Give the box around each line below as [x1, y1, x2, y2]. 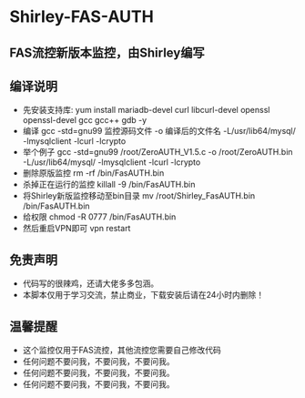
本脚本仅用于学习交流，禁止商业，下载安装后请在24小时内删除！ [22, 290, 265, 301]
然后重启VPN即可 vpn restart [22, 223, 131, 234]
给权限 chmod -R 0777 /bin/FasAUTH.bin [22, 211, 177, 222]
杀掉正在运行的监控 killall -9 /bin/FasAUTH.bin [22, 179, 196, 190]
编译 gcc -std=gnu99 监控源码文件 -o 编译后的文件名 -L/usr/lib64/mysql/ [22, 126, 296, 137]
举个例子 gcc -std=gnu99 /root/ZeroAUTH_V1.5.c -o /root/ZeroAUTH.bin [22, 147, 293, 158]
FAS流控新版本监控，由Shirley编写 [9, 45, 205, 60]
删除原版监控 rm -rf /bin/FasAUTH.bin [22, 168, 165, 179]
